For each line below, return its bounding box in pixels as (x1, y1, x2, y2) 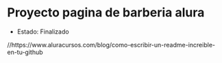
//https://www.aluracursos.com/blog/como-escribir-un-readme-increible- (7, 40, 216, 49)
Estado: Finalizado (16, 27, 70, 36)
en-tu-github (7, 48, 43, 56)
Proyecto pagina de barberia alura (7, 5, 205, 21)
